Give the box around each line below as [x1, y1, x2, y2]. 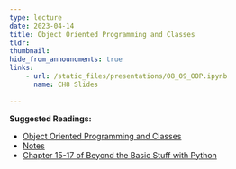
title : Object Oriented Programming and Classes [9, 30, 195, 39]
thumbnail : [9, 47, 50, 56]
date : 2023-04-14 [9, 22, 75, 31]
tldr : [9, 38, 30, 48]
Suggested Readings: [9, 113, 92, 124]
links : [9, 64, 34, 73]
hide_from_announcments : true [9, 55, 123, 64]
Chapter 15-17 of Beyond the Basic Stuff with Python [22, 149, 218, 160]
